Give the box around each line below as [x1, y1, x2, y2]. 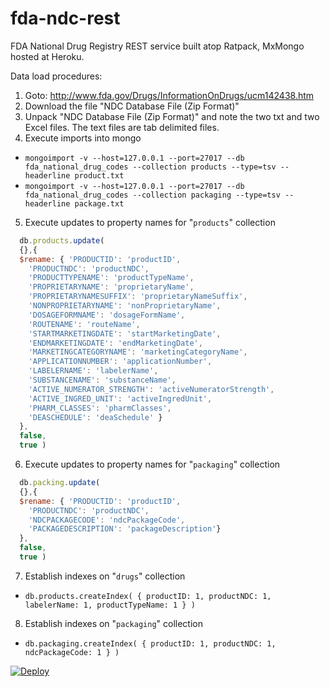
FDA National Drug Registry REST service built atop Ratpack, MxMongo [10, 40, 305, 52]
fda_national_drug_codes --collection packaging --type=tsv [24, 190, 281, 200]
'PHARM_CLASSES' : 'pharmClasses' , [28, 403, 172, 413]
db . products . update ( [19, 235, 105, 246]
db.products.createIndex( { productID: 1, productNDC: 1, [24, 591, 272, 601]
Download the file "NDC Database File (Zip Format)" [24, 100, 240, 112]
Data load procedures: [10, 70, 103, 82]
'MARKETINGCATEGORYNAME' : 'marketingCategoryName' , [28, 347, 248, 357]
